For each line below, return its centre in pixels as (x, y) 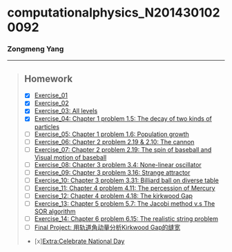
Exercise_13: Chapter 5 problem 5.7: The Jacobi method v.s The (125, 204)
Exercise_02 (51, 103)
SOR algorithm (55, 211)
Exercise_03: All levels (66, 111)
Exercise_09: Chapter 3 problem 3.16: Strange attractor (112, 172)
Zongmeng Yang (36, 49)
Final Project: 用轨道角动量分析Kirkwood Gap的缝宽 (107, 227)
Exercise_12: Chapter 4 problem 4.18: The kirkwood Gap (114, 195)
